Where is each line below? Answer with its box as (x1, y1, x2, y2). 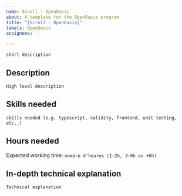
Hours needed (6, 136, 60, 146)
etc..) (6, 120, 22, 126)
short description (6, 52, 51, 58)
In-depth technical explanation (6, 168, 122, 178)
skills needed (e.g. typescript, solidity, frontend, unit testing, (6, 115, 177, 121)
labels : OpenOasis (6, 25, 51, 31)
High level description (6, 83, 65, 89)
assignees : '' (6, 31, 41, 36)
